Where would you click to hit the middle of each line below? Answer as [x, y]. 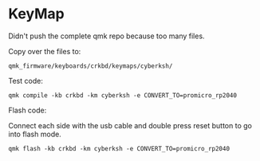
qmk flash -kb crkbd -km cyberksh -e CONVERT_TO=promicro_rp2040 [119, 148]
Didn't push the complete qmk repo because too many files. [106, 36]
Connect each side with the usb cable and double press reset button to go [130, 125]
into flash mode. [35, 134]
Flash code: [28, 110]
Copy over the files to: [45, 51]
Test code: [26, 80]
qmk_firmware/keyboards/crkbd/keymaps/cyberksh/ [91, 66]
